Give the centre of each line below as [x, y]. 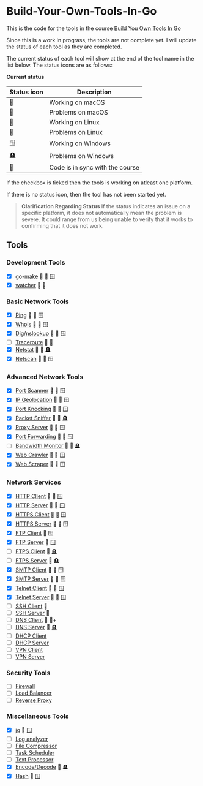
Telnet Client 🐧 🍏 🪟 [39, 588]
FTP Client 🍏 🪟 [34, 533]
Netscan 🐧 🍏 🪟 [34, 359]
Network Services [34, 482]
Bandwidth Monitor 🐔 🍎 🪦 [48, 446]
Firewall [25, 686]
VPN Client [29, 649]
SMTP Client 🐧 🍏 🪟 [39, 569]
